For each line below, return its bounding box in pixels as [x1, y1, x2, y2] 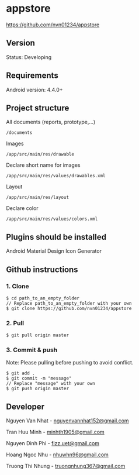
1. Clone [6, 282, 29, 290]
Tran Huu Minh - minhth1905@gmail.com [6, 429, 105, 436]
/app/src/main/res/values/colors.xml [6, 216, 98, 222]
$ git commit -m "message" [6, 376, 72, 381]
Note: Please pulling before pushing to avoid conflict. [6, 359, 134, 366]
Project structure [6, 103, 69, 113]
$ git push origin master [6, 385, 69, 392]
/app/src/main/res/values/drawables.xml [6, 173, 106, 179]
